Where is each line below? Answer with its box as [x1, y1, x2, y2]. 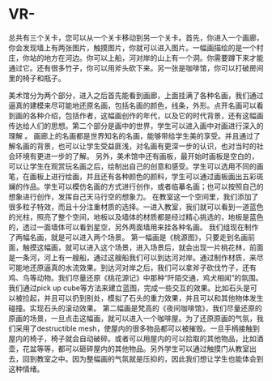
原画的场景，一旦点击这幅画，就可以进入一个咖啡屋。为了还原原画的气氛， [8, 313, 257, 323]
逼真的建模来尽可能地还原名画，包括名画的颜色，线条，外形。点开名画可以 [8, 101, 257, 110]
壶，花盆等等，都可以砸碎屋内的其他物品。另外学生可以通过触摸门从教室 [8, 344, 249, 353]
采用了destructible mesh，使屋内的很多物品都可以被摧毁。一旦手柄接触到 [15, 323, 261, 333]
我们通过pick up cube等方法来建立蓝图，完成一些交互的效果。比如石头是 [8, 283, 251, 293]
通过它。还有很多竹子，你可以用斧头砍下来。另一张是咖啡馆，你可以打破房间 [8, 62, 264, 73]
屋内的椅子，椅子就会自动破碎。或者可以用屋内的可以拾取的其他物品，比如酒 [8, 333, 264, 343]
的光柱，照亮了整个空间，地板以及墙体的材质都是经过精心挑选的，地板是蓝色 [8, 212, 264, 221]
